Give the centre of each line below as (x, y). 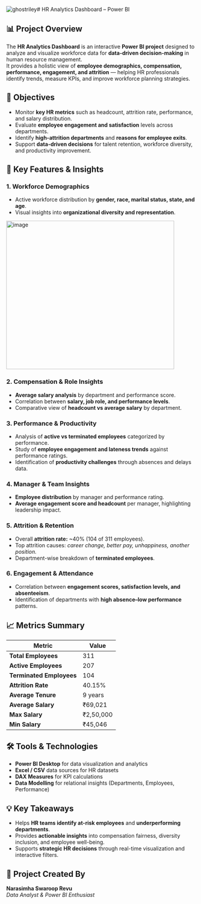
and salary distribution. (43, 118)
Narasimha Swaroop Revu (39, 888)
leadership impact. (38, 510)
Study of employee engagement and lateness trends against (91, 449)
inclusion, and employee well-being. (60, 842)
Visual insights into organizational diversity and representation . (95, 212)
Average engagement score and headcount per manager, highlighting (103, 504)
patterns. (26, 606)
